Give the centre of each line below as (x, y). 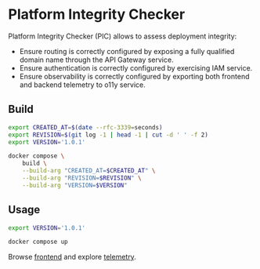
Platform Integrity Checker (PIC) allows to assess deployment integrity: (123, 36)
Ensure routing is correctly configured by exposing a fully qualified (127, 51)
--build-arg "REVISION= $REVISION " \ (82, 178)
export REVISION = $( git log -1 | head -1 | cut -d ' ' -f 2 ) (108, 135)
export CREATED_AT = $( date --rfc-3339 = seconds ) (85, 127)
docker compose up (38, 242)
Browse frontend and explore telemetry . (72, 257)
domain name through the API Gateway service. (96, 60)
